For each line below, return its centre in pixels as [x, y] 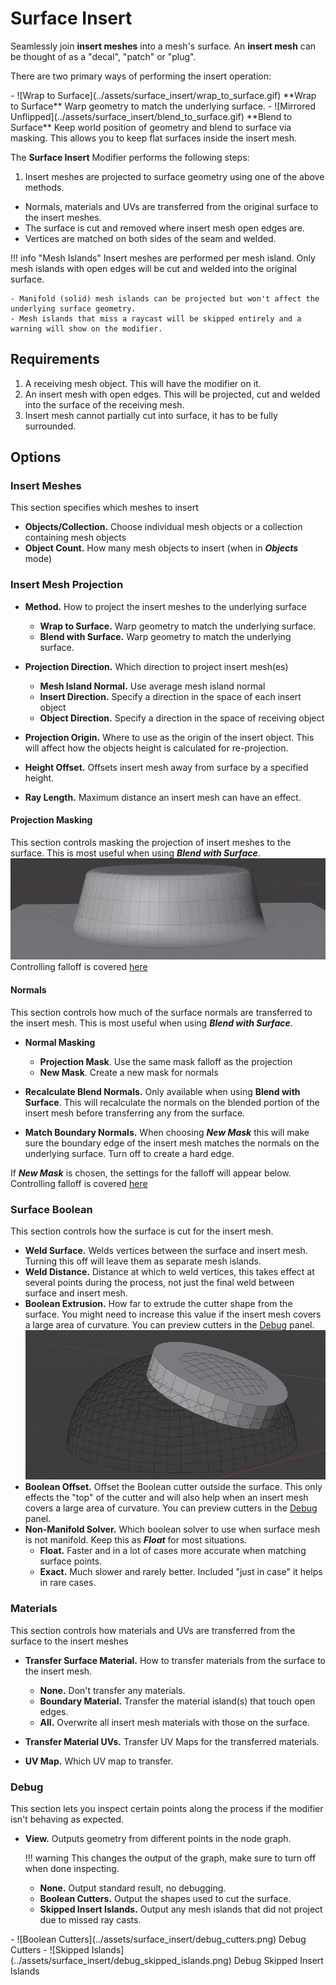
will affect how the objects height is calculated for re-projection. [156, 748]
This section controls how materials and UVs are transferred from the [153, 1630]
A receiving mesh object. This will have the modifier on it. [143, 383]
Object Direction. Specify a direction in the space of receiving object [182, 718]
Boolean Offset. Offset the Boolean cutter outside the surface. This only [173, 1487]
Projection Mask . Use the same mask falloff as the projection [166, 1061]
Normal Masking [60, 1042]
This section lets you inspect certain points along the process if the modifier [167, 1809]
